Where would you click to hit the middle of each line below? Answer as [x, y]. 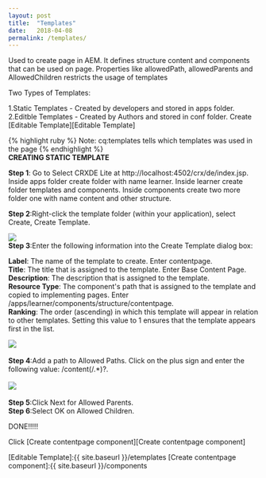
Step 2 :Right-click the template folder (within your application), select [122, 214]
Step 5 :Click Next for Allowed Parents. [71, 402]
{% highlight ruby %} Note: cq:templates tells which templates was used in [130, 141]
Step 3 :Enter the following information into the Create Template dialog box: [131, 246]
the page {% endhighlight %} [56, 149]
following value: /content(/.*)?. [58, 369]
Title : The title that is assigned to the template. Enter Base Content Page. [127, 270]
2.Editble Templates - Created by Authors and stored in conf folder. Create [130, 117]
